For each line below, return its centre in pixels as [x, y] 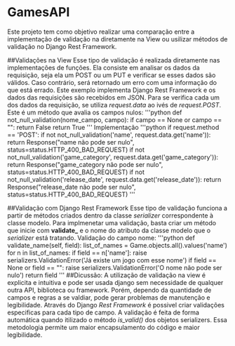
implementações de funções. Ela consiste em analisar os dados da [103, 67]
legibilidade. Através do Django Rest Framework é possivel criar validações [116, 305]
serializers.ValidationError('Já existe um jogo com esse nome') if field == [112, 260]
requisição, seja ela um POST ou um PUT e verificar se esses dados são [112, 75]
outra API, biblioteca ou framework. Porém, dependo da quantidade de [109, 290]
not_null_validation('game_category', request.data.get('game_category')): [113, 157]
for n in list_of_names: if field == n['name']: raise [77, 253]
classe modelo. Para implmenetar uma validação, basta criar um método [112, 222]
